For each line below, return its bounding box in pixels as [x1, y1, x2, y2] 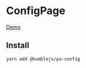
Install [6, 40, 29, 50]
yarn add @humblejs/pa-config [6, 56, 81, 62]
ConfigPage [6, 4, 66, 18]
